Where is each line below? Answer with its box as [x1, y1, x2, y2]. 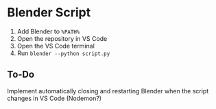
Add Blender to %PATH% [16, 27, 80, 35]
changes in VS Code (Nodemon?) [7, 94, 101, 102]
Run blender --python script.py [16, 49, 110, 57]
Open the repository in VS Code [16, 34, 108, 42]
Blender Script [7, 5, 91, 20]
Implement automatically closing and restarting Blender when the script [7, 87, 209, 95]
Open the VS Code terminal [16, 42, 95, 50]
